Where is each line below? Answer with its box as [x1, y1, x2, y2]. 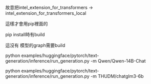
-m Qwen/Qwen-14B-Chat [90, 58, 146, 64]
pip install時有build [5, 32, 45, 37]
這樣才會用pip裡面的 [5, 21, 48, 26]
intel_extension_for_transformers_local [5, 10, 87, 16]
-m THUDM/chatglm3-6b [90, 73, 144, 79]
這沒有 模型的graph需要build [5, 42, 66, 48]
